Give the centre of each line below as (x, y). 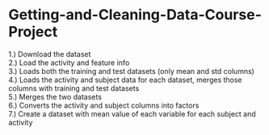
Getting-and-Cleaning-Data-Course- (135, 15)
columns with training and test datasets (74, 88)
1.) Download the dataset (50, 54)
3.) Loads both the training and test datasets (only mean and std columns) (131, 71)
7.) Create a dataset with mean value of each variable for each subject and (132, 113)
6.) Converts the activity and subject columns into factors (104, 105)
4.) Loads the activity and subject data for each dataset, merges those (125, 80)
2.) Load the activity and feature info (69, 63)
